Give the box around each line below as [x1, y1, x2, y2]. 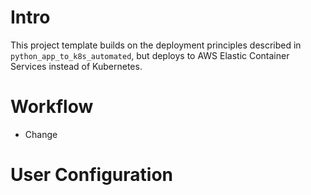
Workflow [10, 96, 94, 118]
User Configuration [10, 164, 174, 186]
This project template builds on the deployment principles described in [10, 39, 302, 51]
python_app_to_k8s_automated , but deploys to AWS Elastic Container [10, 49, 290, 61]
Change [24, 128, 58, 140]
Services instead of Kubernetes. [10, 60, 143, 72]
